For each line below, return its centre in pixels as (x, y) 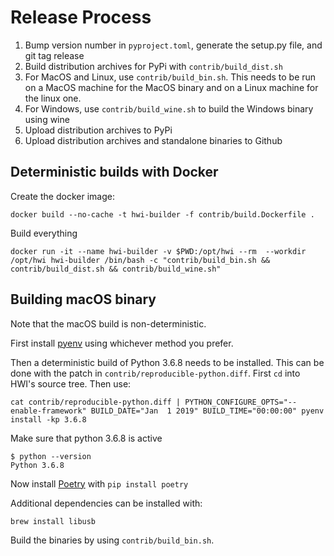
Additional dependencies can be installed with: (106, 503)
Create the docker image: (62, 196)
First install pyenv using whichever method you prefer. (122, 343)
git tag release (54, 55)
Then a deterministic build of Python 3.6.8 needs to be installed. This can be (167, 362)
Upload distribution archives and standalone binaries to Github (153, 140)
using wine (47, 119)
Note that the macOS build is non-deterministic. (108, 323)
